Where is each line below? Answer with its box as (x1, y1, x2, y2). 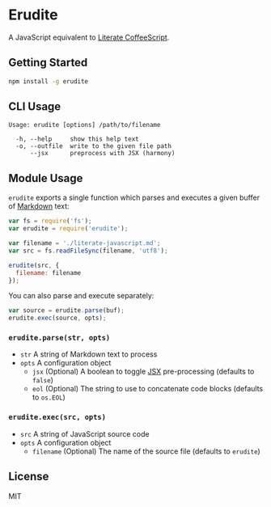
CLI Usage (8, 99, 61, 114)
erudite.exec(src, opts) (8, 412, 107, 422)
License (8, 470, 49, 484)
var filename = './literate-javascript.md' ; (8, 239, 161, 247)
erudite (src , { (8, 261, 60, 269)
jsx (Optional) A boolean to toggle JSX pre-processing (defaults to (32, 366, 255, 377)
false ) (32, 375, 54, 385)
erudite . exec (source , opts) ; (8, 314, 107, 323)
